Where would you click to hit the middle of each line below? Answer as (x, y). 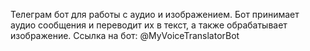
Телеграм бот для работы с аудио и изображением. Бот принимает (155, 14)
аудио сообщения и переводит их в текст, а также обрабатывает (149, 25)
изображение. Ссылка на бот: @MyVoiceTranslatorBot (125, 35)
